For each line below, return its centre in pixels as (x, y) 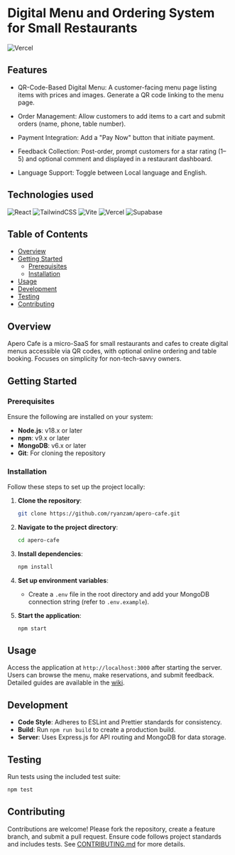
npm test (20, 790)
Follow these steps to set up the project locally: (76, 487)
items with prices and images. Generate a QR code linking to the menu (121, 94)
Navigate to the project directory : (68, 528)
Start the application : (49, 615)
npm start (32, 628)
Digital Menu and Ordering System (111, 13)
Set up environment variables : (63, 580)
